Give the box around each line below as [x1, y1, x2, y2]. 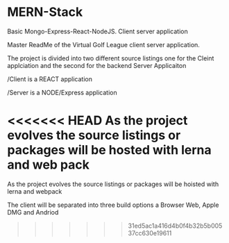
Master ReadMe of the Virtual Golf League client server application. [7, 40, 200, 49]
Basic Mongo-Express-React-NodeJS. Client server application [7, 27, 189, 35]
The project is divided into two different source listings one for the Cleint [7, 53, 214, 62]
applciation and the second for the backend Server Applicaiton [7, 61, 187, 69]
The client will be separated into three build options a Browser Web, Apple [7, 201, 219, 209]
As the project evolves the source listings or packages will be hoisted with [7, 180, 219, 188]
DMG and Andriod [7, 208, 59, 216]
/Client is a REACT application [7, 74, 92, 83]
